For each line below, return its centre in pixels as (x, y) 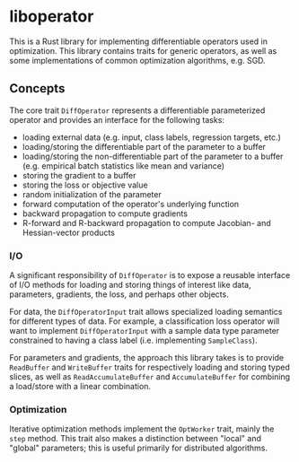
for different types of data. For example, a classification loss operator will (145, 321)
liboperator (52, 17)
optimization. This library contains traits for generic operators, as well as (143, 50)
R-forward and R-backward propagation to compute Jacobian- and (146, 222)
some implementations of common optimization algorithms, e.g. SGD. (138, 60)
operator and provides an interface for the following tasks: (117, 119)
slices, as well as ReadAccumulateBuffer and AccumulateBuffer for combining (149, 377)
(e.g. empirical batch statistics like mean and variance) (123, 166)
